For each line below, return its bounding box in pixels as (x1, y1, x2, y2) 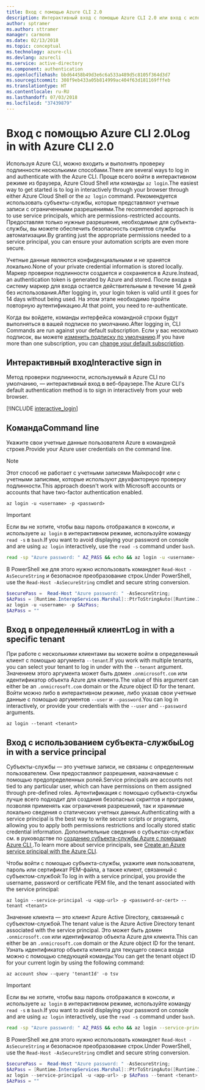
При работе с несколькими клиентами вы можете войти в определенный (6, 650, 198, 658)
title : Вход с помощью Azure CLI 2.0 (6, 9, 103, 15)
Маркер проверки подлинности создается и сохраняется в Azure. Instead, (6, 269, 199, 276)
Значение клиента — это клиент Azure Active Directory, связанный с (6, 914, 184, 921)
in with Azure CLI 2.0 (6, 139, 114, 153)
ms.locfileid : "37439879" (6, 100, 72, 106)
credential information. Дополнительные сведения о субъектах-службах (6, 828, 194, 836)
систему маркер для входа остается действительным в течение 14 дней (6, 282, 196, 290)
